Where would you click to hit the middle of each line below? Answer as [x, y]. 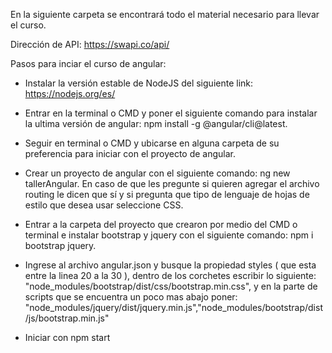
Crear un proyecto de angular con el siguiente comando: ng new [157, 173]
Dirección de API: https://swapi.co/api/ [90, 44]
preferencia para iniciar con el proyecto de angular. [130, 153]
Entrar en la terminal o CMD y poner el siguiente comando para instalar [171, 113]
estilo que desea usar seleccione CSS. [104, 205]
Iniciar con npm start [67, 337]
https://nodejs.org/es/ [70, 93]
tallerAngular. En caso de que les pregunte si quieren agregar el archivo [172, 183]
